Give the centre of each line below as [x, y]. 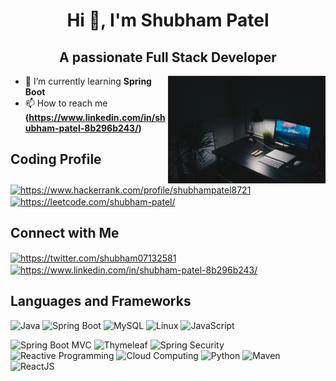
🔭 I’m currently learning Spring [88, 81]
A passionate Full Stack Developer [168, 57]
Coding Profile [56, 159]
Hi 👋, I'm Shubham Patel [168, 20]
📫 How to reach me [66, 103]
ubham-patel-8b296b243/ [81, 128]
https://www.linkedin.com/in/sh [97, 117]
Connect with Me [65, 233]
